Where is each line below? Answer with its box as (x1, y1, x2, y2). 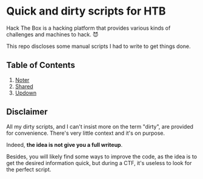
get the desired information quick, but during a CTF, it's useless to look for (6, 159, 192, 166)
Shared (15, 83, 33, 90)
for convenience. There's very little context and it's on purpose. (6, 129, 165, 137)
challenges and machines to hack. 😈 (6, 30, 99, 38)
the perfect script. (6, 166, 52, 173)
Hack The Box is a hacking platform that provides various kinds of (6, 24, 171, 32)
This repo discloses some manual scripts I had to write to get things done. (6, 42, 191, 50)
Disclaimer (6, 107, 48, 117)
